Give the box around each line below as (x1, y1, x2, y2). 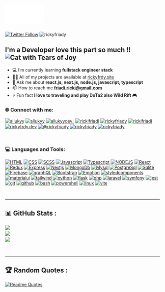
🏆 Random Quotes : (5, 266, 68, 274)
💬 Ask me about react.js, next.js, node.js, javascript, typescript (12, 79, 143, 85)
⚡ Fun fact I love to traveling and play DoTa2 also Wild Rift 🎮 (12, 92, 137, 98)
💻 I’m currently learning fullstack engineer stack (12, 67, 113, 73)
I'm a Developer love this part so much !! (5, 46, 131, 54)
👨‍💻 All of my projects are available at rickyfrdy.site (12, 74, 114, 80)
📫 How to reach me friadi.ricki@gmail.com (12, 85, 102, 91)
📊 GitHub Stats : (5, 209, 57, 218)
